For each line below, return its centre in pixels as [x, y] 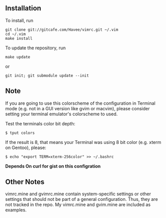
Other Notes [25, 182]
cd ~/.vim [16, 34]
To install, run [19, 20]
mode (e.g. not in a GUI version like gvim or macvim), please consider [77, 108]
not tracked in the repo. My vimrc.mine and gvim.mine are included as [78, 205]
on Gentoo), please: [26, 148]
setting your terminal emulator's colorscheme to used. [62, 114]
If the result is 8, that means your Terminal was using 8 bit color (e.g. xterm [83, 142]
